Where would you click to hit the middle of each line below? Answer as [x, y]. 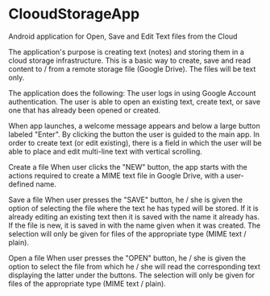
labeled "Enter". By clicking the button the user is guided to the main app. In [134, 134]
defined [21, 184]
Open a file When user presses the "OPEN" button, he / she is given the [127, 257]
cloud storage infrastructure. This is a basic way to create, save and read [130, 60]
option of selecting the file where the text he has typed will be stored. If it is [134, 208]
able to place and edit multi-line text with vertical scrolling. [106, 151]
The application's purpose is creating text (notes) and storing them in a [126, 51]
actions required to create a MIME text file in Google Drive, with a [116, 175]
